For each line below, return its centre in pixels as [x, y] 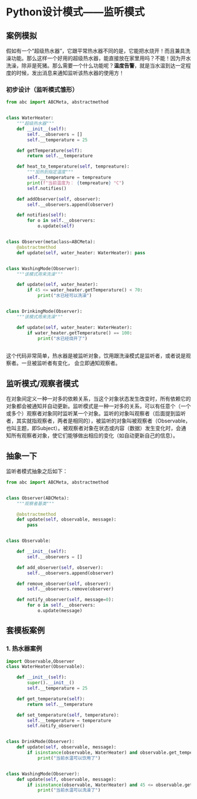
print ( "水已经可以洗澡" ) [64, 296]
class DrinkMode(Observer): [40, 742]
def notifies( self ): [42, 215]
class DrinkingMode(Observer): [44, 312]
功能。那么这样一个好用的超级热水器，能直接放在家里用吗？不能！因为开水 [101, 58]
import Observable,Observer [40, 661]
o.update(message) [60, 611]
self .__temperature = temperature [69, 720]
